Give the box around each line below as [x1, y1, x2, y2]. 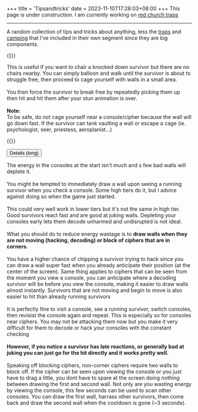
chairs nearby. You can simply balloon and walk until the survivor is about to [6, 70, 191, 77]
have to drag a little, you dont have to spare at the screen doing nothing [6, 374, 180, 381]
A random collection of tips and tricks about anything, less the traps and [6, 28, 182, 35]
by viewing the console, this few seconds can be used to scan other [6, 387, 172, 394]
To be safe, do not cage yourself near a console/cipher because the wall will [6, 114, 192, 120]
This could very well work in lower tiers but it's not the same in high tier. [6, 205, 181, 212]
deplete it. [6, 168, 31, 175]
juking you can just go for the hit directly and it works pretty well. [6, 350, 169, 356]
